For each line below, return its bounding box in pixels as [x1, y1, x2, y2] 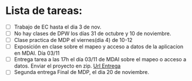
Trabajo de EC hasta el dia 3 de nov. [14, 23, 102, 30]
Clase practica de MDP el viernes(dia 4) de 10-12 [14, 37, 133, 44]
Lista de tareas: [5, 4, 83, 17]
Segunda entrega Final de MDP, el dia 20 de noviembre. [14, 69, 150, 76]
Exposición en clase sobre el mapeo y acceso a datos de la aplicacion [14, 43, 183, 50]
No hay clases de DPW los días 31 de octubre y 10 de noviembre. [14, 30, 171, 37]
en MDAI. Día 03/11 [14, 50, 60, 57]
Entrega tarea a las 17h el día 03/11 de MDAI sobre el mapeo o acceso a [14, 56, 187, 63]
